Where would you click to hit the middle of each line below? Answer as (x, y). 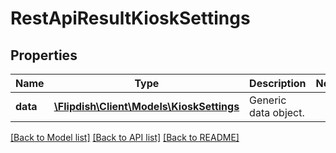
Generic (268, 100)
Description (278, 83)
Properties (44, 55)
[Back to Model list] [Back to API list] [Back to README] (125, 137)
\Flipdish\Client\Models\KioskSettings (146, 106)
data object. (277, 112)
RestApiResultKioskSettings (130, 18)
